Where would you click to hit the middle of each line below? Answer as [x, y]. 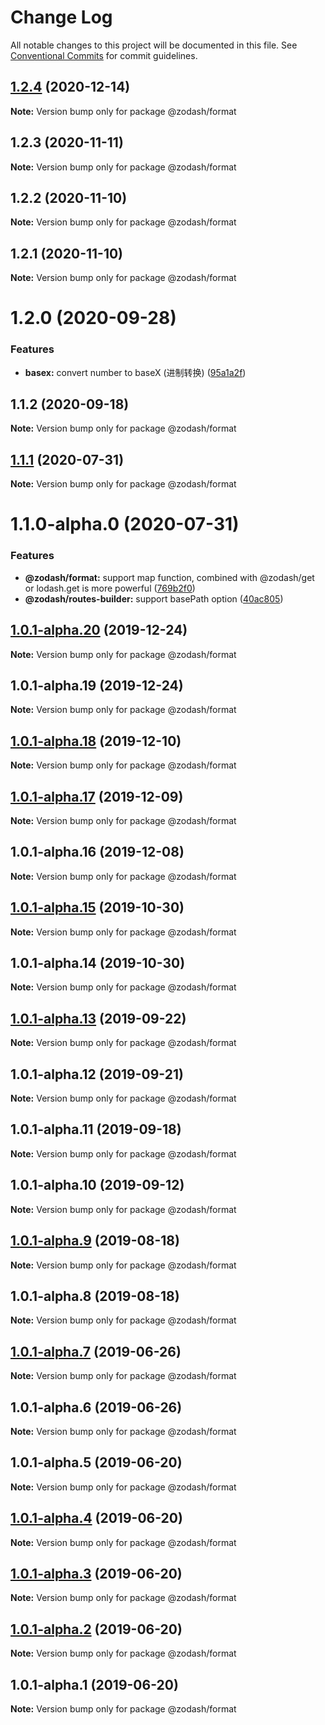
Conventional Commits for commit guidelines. [104, 55]
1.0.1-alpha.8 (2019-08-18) [95, 1296]
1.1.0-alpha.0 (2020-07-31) [125, 524]
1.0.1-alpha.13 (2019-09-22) [98, 1018]
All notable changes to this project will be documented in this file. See [154, 45]
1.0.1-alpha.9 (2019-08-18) [95, 1241]
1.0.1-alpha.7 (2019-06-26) [96, 1351]
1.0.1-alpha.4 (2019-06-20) [96, 1518]
